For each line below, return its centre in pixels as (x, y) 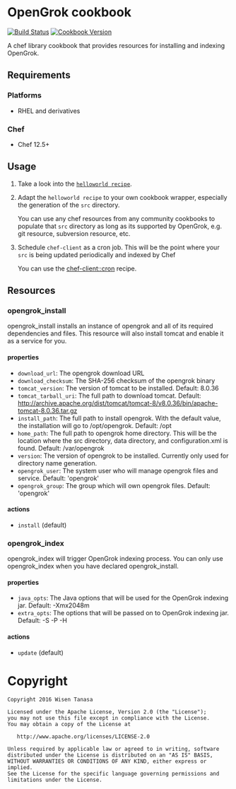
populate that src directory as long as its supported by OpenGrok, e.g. (120, 226)
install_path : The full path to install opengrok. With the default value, (119, 418)
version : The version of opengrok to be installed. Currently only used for (123, 456)
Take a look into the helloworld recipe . (75, 184)
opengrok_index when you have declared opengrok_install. (93, 566)
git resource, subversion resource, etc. (74, 233)
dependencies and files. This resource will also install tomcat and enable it (116, 333)
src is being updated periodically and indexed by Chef (96, 254)
